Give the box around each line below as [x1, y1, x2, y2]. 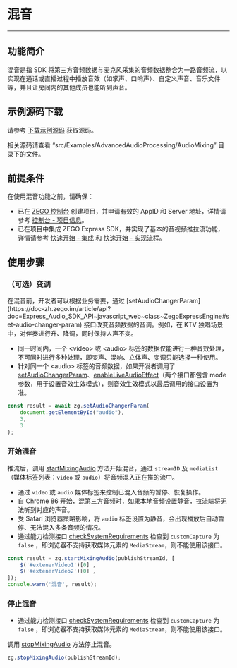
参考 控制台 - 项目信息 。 [17, 216, 88, 224]
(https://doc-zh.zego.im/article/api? [7, 305, 111, 313]
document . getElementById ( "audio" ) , [20, 408, 125, 416]
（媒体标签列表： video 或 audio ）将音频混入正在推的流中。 [7, 473, 178, 481]
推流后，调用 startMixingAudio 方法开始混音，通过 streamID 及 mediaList [7, 463, 219, 473]
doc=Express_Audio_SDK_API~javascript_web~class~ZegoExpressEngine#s [7, 312, 230, 321]
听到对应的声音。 [23, 505, 74, 514]
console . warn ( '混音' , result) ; [7, 581, 97, 588]
